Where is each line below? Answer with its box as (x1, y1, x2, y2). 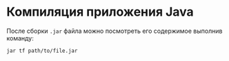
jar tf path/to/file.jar (6, 47, 78, 54)
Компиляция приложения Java (6, 4, 194, 20)
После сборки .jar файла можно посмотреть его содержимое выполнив (6, 27, 223, 35)
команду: (6, 34, 34, 42)
